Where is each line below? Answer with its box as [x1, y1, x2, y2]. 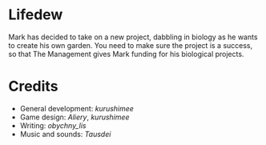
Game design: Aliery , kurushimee [19, 112, 130, 122]
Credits [8, 78, 58, 95]
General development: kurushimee [19, 103, 135, 113]
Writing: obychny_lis [19, 120, 87, 130]
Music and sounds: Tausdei [19, 129, 111, 139]
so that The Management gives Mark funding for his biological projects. [8, 49, 244, 58]
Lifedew [8, 6, 63, 24]
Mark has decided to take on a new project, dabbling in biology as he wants [8, 32, 258, 42]
